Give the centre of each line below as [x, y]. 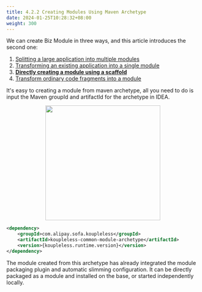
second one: [22, 47]
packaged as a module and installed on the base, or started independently [100, 275]
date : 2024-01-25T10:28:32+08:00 [49, 18]
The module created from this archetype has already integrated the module [101, 263]
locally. [15, 282]
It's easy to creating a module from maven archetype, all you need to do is [100, 91]
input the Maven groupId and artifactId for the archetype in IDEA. [88, 97]
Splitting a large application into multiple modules [77, 59]
